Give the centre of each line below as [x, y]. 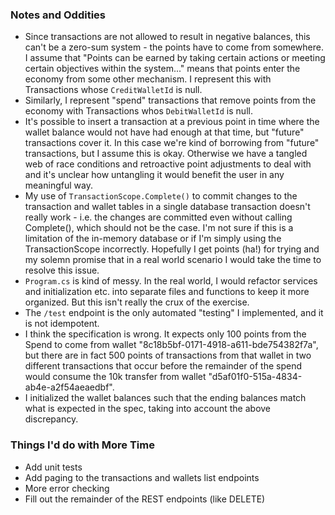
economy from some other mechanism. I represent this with [148, 79]
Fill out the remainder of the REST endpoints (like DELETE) [145, 499]
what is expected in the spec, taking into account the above [148, 409]
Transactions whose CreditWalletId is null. [113, 90]
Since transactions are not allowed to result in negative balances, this [167, 37]
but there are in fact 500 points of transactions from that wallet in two [168, 355]
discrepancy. [51, 419]
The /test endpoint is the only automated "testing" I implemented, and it [174, 313]
